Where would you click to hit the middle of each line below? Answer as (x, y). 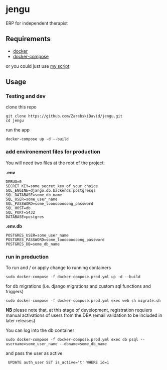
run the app (18, 130)
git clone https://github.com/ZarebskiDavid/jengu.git (64, 116)
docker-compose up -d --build (37, 139)
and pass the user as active (34, 353)
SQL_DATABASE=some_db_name (34, 195)
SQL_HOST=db (18, 208)
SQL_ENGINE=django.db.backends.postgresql (51, 190)
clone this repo (21, 107)
